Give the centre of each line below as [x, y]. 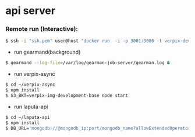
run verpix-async [34, 74]
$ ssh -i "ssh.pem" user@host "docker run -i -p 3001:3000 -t [84, 41]
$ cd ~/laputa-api [28, 117]
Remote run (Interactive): [42, 29]
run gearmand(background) [47, 52]
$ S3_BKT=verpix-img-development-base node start [67, 95]
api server [31, 11]
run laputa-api [31, 107]
